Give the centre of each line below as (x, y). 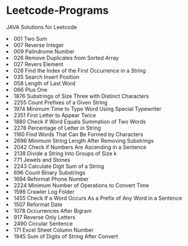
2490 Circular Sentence (44, 223)
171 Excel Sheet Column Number (54, 230)
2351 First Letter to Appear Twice (55, 115)
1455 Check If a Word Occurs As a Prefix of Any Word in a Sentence (98, 198)
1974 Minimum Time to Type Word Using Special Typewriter (88, 109)
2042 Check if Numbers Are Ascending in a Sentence (80, 147)
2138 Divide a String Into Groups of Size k (65, 153)
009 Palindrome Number (44, 51)
